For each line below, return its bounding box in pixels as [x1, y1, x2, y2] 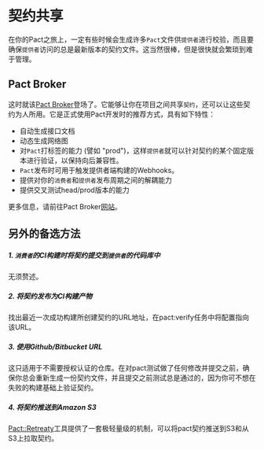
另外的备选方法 [8, 227, 81, 241]
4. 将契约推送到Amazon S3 [8, 402, 97, 411]
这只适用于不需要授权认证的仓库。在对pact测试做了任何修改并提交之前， [8, 363, 244, 373]
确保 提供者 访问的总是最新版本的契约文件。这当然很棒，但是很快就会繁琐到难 [8, 44, 253, 53]
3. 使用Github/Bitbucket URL [8, 341, 103, 351]
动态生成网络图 [19, 135, 68, 146]
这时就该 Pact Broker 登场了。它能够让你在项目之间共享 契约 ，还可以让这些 [8, 99, 244, 109]
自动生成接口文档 [19, 126, 75, 135]
